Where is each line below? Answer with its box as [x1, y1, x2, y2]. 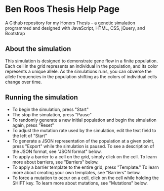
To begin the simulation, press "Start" [12, 106, 89, 112]
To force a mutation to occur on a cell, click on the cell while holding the [12, 175, 159, 181]
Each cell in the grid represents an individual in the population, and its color [5, 63, 158, 69]
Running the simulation [5, 93, 78, 102]
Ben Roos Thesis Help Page [5, 3, 120, 15]
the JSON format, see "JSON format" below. [12, 148, 102, 154]
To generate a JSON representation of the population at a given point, [12, 138, 155, 144]
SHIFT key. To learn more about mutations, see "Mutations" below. [12, 180, 148, 186]
